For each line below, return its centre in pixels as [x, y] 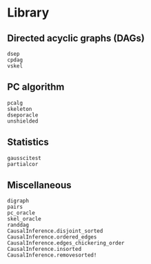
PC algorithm [36, 87]
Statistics [28, 142]
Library [28, 13]
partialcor [23, 164]
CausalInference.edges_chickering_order [66, 243]
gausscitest [24, 158]
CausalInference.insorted [44, 250]
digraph [18, 201]
